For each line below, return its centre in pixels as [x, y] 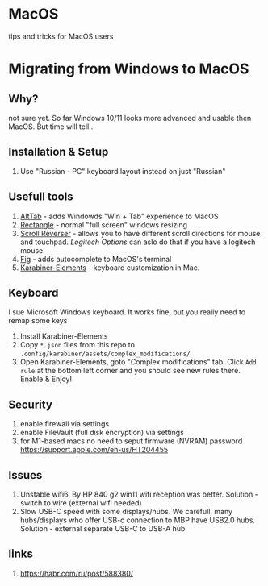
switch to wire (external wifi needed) [81, 503]
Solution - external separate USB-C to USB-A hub [103, 528]
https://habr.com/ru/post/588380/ [77, 573]
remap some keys [38, 321]
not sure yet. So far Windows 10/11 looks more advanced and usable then [130, 118]
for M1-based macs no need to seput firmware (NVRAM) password [131, 441]
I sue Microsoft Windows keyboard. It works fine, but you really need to [127, 312]
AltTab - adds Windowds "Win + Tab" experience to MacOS [119, 216]
